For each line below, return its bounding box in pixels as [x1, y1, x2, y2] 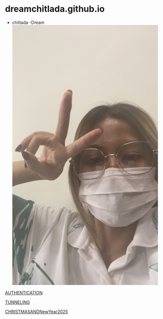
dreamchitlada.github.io [5, 3, 105, 15]
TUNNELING [5, 299, 30, 305]
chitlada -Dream [12, 19, 45, 25]
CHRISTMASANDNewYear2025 [5, 308, 68, 315]
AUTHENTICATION [5, 290, 43, 296]
